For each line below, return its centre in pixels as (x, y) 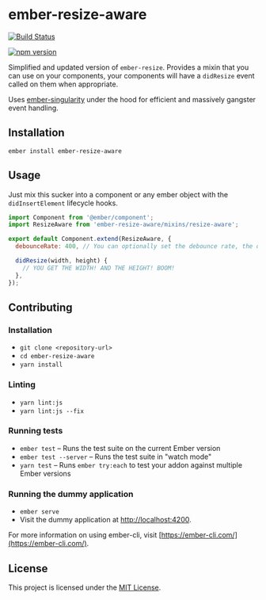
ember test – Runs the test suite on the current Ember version (120, 448)
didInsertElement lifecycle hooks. (63, 203)
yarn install (41, 365)
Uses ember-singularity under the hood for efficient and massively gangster (132, 99)
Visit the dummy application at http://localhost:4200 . (105, 520)
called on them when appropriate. (63, 84)
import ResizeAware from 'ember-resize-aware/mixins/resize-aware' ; (123, 225)
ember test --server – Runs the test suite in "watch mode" (116, 457)
